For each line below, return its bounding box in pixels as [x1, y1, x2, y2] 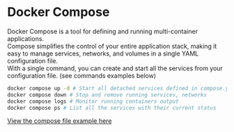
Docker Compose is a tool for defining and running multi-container [7, 27, 198, 35]
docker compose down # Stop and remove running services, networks [7, 91, 208, 98]
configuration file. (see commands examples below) [7, 71, 157, 80]
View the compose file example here [7, 117, 112, 125]
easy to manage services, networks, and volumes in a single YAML [7, 49, 199, 58]
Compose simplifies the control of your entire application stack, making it [7, 42, 217, 50]
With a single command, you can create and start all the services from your [7, 64, 223, 72]
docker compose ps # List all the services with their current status [7, 104, 217, 111]
